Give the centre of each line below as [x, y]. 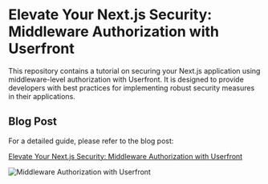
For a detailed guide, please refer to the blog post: [91, 141]
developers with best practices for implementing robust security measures [132, 88]
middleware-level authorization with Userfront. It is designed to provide [126, 79]
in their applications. [42, 96]
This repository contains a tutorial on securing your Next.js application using [134, 70]
